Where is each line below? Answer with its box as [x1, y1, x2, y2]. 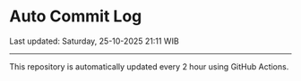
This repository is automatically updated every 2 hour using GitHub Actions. [9, 61, 289, 72]
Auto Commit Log [9, 6, 142, 27]
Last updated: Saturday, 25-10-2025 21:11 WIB [9, 36, 179, 46]
